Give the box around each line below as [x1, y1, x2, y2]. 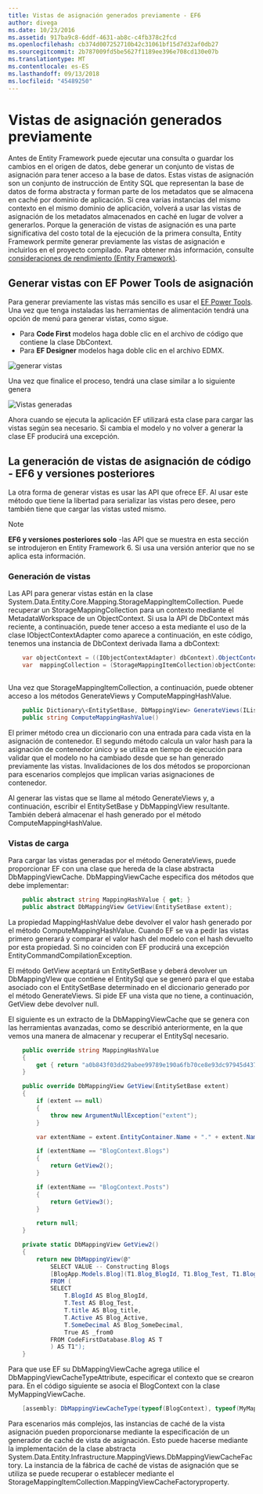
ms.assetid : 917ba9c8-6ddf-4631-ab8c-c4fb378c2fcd [8, 33, 177, 42]
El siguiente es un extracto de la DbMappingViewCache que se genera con [8, 1014, 250, 1024]
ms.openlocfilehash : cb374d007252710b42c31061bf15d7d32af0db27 [8, 41, 219, 49]
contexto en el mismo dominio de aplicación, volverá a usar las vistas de [8, 203, 242, 213]
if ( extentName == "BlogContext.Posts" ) [36, 1183, 170, 1191]
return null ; [36, 1219, 79, 1227]
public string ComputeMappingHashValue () [22, 714, 159, 721]
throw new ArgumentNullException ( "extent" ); [49, 1112, 198, 1120]
